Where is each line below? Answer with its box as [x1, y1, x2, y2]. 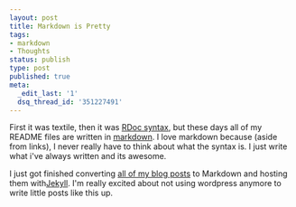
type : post [9, 64, 51, 73]
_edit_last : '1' [17, 89, 79, 98]
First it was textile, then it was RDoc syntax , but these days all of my [9, 122, 263, 133]
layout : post [9, 13, 59, 23]
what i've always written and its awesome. [9, 151, 167, 162]
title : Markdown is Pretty [9, 22, 111, 31]
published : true [9, 72, 70, 81]
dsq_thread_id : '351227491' [17, 97, 124, 107]
